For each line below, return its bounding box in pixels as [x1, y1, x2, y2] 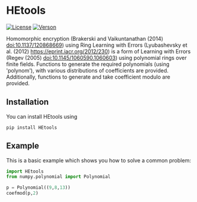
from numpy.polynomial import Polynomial [6, 174, 111, 180]
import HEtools [6, 168, 44, 174]
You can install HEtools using [6, 113, 78, 120]
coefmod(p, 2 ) [6, 190, 39, 197]
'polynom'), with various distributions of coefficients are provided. [6, 67, 169, 74]
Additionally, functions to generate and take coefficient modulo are [6, 73, 171, 80]
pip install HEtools [6, 124, 58, 131]
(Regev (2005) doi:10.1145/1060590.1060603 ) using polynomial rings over [6, 54, 187, 61]
